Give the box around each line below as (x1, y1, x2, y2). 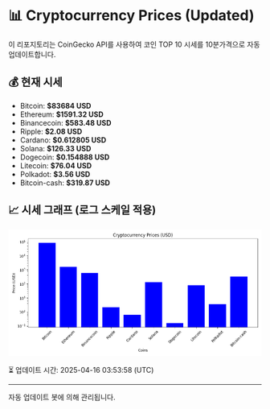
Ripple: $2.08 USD (19, 126, 83, 136)
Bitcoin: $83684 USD (19, 101, 92, 110)
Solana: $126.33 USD (19, 143, 92, 153)
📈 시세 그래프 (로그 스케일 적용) (8, 203, 157, 217)
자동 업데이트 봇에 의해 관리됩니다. (8, 392, 116, 402)
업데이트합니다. (8, 49, 56, 59)
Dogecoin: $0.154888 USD (19, 152, 110, 162)
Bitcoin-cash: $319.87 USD (19, 178, 111, 188)
